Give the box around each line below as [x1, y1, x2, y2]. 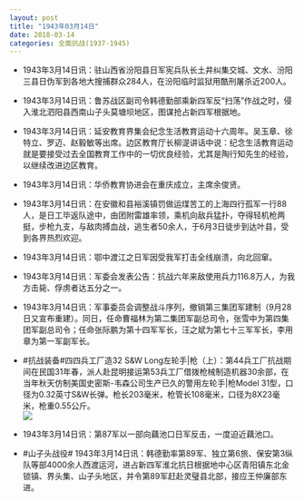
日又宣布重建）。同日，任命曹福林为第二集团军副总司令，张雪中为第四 [22, 313, 281, 324]
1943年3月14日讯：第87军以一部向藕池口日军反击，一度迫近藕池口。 [22, 428, 279, 440]
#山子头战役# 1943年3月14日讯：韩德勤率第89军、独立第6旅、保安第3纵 [22, 448, 293, 459]
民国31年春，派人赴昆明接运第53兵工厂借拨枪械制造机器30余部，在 [38, 367, 289, 378]
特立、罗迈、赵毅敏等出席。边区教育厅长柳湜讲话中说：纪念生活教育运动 [22, 137, 293, 148]
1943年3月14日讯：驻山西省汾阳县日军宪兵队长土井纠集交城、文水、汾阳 [22, 64, 293, 75]
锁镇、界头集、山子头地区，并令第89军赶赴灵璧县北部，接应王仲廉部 [22, 471, 279, 482]
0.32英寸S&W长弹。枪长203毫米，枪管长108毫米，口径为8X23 [38, 389, 272, 400]
